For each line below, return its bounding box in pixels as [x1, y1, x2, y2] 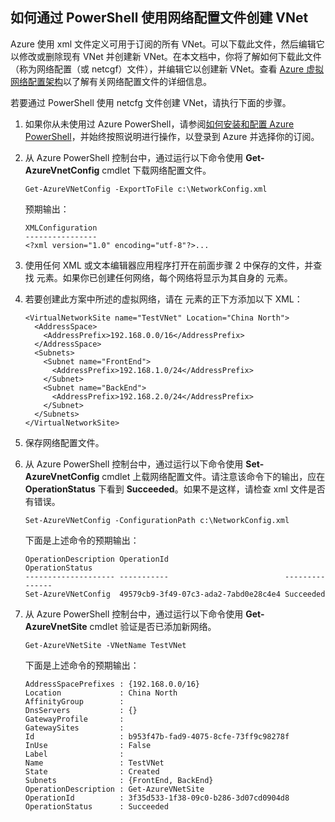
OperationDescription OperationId [24, 554, 169, 564]
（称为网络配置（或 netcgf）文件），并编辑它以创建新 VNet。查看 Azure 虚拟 [10, 63, 325, 75]
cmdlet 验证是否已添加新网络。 [89, 620, 217, 632]
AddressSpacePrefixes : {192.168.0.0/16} [24, 679, 200, 689]
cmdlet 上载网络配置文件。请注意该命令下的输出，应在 [101, 470, 326, 482]
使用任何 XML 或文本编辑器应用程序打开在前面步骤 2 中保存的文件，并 [24, 259, 314, 271]
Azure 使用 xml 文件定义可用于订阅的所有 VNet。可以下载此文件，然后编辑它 [10, 38, 325, 50]
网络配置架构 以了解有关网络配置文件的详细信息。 [10, 75, 212, 87]
